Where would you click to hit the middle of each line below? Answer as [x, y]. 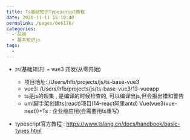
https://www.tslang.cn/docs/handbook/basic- [123, 124]
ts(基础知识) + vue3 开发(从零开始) [58, 69]
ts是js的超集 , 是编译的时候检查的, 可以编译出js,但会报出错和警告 [104, 96]
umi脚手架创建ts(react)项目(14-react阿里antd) [81, 103]
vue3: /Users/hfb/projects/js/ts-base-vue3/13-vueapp [91, 89]
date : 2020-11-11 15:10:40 [40, 17]
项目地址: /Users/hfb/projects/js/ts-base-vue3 [82, 81]
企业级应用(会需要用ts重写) [86, 111]
